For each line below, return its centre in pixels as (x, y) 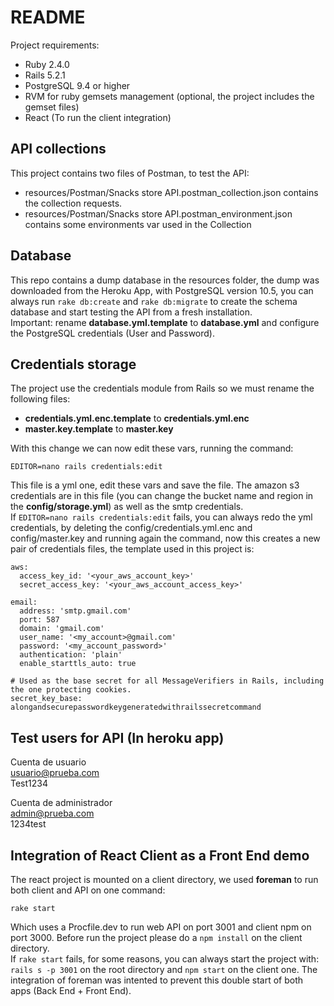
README (48, 17)
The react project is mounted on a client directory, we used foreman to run (164, 879)
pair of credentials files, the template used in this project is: (132, 549)
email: (24, 602)
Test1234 (29, 783)
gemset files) (52, 107)
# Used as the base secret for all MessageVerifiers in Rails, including (167, 681)
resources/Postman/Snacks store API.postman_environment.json (158, 213)
